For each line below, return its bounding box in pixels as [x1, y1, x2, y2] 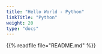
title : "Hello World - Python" [6, 8, 85, 15]
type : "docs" [6, 25, 39, 32]
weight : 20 [6, 20, 34, 26]
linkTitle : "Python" [6, 14, 58, 20]
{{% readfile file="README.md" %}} [6, 42, 96, 49]
